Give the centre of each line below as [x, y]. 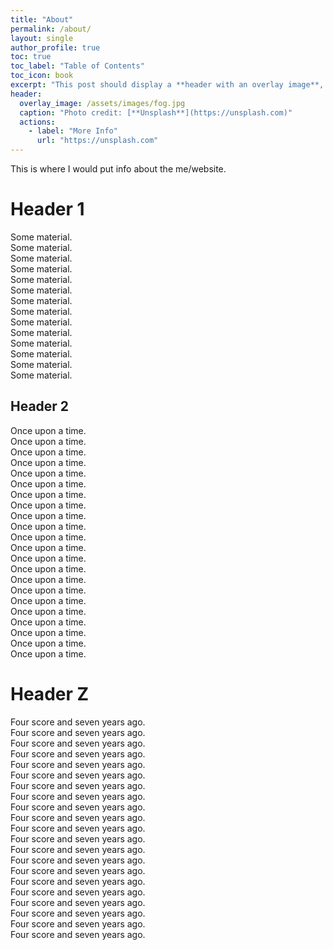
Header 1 [47, 209]
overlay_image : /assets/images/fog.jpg [102, 103]
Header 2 [40, 406]
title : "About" [42, 19]
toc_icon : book [42, 76]
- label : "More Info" [73, 131]
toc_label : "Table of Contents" [77, 66]
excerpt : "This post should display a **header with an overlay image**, [167, 85]
